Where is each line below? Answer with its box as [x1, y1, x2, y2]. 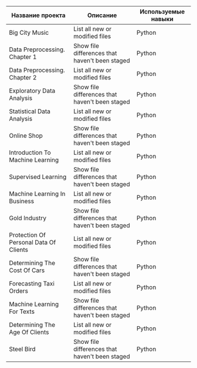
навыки [151, 15, 174, 23]
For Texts [9, 307, 35, 316]
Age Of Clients [9, 328, 49, 336]
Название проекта [11, 11, 66, 19]
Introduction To [9, 148, 51, 157]
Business [9, 197, 34, 205]
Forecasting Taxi [9, 280, 55, 287]
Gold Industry [9, 214, 47, 222]
